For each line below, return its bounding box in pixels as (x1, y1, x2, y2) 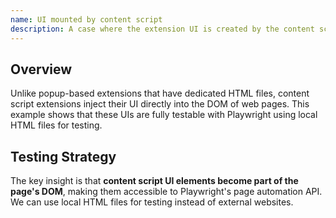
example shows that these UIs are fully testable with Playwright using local (10, 109, 318, 121)
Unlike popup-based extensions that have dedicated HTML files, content (10, 87, 310, 100)
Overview (10, 61, 73, 78)
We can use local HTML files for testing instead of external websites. (10, 196, 294, 208)
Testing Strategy (10, 148, 117, 165)
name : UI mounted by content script (10, 14, 163, 25)
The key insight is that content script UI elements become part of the (10, 175, 299, 187)
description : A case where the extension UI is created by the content (10, 24, 315, 34)
